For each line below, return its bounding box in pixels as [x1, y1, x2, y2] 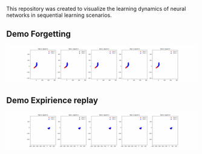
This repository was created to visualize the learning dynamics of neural [6, 5, 186, 12]
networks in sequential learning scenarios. [6, 11, 112, 19]
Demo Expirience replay [6, 95, 99, 105]
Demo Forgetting [6, 29, 71, 39]
